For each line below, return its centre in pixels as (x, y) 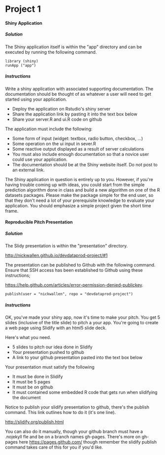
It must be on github (33, 387)
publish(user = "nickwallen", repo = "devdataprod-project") (69, 294)
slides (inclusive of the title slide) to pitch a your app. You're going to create (82, 323)
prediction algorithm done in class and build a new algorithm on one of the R (82, 190)
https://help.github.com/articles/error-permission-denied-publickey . (74, 285)
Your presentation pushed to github (48, 352)
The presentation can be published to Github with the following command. (80, 265)
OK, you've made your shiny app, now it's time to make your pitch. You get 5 (83, 317)
